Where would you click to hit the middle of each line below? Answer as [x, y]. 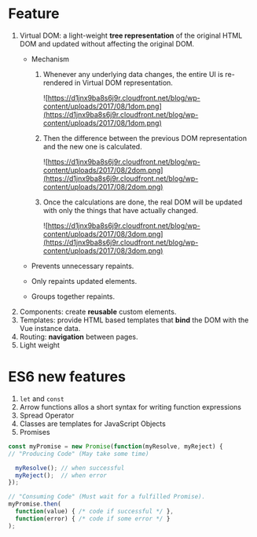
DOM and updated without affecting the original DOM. [107, 43]
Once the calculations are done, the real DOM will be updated [143, 202]
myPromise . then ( [35, 504]
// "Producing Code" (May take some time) [79, 454]
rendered [58, 83]
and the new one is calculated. [93, 146]
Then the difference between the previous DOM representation [145, 138]
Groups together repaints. [73, 296]
